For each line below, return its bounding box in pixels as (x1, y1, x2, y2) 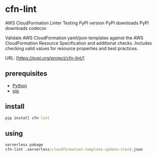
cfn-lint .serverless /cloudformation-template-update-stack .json (5, 147, 143, 152)
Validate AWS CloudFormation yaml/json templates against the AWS (5, 35, 144, 41)
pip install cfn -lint (5, 115, 50, 120)
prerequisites (5, 70, 48, 78)
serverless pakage (5, 143, 43, 148)
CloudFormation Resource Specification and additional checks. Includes (5, 40, 152, 46)
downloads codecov (5, 25, 47, 31)
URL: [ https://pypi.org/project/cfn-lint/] (5, 55, 85, 61)
